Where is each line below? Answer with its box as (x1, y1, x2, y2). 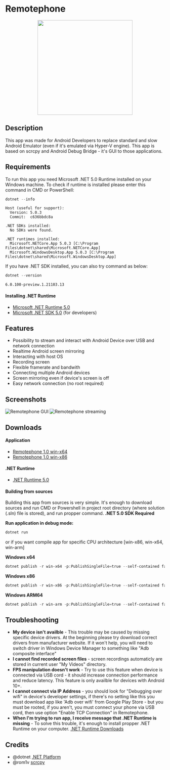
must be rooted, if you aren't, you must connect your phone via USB (12, 704, 155, 710)
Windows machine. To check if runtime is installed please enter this (5, 182, 146, 188)
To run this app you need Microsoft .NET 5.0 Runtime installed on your (5, 176, 152, 182)
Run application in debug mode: (5, 520, 74, 526)
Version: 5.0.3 (10, 210, 42, 215)
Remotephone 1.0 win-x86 (12, 454, 68, 460)
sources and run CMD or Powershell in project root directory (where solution (5, 505, 165, 511)
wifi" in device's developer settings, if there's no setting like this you (12, 694, 155, 700)
